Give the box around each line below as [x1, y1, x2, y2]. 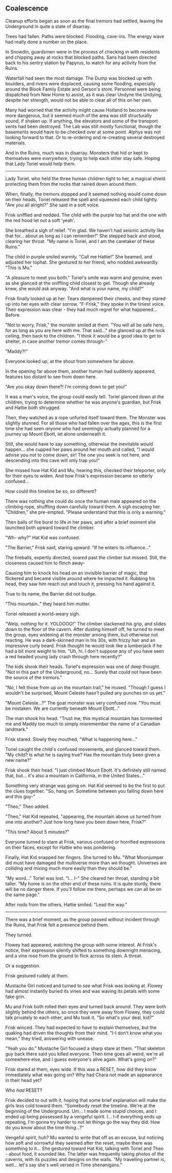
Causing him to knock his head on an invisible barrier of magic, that [5, 570, 147, 576]
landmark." [5, 726, 28, 732]
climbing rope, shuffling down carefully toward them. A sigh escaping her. [5, 503, 161, 510]
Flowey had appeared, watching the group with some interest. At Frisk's [5, 941, 157, 948]
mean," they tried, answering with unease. [5, 1035, 95, 1041]
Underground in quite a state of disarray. [5, 23, 91, 29]
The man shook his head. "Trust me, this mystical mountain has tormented [5, 715, 162, 721]
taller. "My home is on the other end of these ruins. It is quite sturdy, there [5, 880, 161, 887]
